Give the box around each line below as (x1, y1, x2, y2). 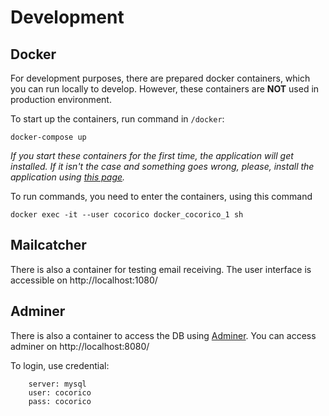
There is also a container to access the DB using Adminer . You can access (10, 329, 317, 341)
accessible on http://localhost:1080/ (10, 274, 158, 286)
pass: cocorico (28, 396, 92, 406)
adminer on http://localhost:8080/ (10, 340, 150, 352)
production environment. (10, 94, 112, 105)
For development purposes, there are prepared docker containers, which (10, 72, 311, 84)
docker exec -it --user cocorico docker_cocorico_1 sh (10, 210, 244, 220)
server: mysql (28, 379, 87, 389)
